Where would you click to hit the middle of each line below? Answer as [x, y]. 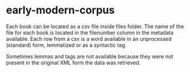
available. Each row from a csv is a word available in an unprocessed [89, 39]
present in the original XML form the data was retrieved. [73, 63]
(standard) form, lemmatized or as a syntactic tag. [66, 45]
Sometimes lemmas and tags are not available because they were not [90, 56]
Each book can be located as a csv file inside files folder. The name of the [95, 26]
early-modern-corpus [61, 10]
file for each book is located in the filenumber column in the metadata [90, 32]
